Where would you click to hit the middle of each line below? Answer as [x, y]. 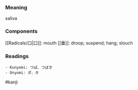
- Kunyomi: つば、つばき [29, 67]
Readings [17, 56]
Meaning [16, 7]
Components [21, 31]
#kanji [12, 82]
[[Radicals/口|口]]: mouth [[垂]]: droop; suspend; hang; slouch [69, 43]
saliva [11, 18]
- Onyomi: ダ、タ [22, 72]
